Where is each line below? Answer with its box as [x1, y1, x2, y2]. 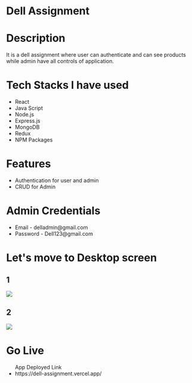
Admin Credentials [6, 204, 101, 218]
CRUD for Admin [14, 183, 56, 190]
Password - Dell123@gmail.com [14, 230, 94, 237]
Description [6, 32, 66, 45]
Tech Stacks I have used [6, 79, 129, 92]
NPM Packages [14, 136, 53, 144]
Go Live [6, 344, 45, 357]
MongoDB [14, 123, 40, 131]
